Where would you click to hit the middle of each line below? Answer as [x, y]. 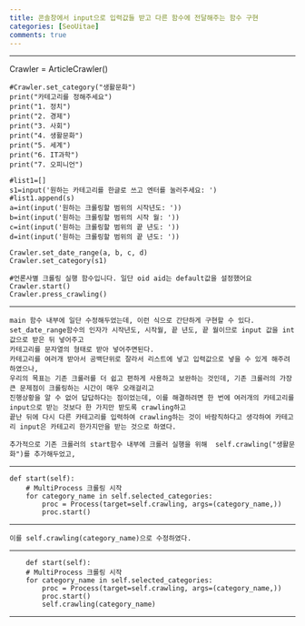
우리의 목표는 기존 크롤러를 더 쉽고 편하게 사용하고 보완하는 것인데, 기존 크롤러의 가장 [151, 379]
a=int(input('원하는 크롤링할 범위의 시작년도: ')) [96, 208]
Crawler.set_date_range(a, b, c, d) [79, 253]
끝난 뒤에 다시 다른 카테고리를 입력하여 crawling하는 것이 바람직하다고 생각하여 [140, 418]
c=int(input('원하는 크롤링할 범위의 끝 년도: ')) [94, 227]
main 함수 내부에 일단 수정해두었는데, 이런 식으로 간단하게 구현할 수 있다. [132, 321]
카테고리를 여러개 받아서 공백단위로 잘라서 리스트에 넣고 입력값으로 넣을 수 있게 [138, 359]
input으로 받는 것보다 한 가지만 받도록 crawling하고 [98, 408]
